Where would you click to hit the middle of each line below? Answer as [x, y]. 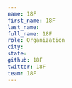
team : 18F [22, 73]
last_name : [24, 27]
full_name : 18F [30, 34]
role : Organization [36, 40]
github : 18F [25, 60]
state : [17, 54]
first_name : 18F [31, 21]
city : [15, 47]
